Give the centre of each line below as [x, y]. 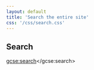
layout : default [26, 12]
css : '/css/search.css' [36, 23]
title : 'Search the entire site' [48, 17]
